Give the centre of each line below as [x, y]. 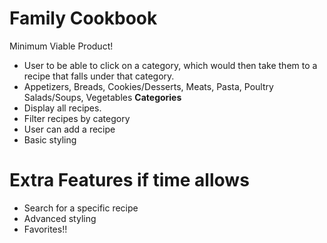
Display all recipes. [62, 108]
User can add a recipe [69, 129]
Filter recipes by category [77, 118]
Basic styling [50, 139]
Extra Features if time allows [129, 180]
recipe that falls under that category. [99, 76]
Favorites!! [45, 229]
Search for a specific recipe [81, 208]
